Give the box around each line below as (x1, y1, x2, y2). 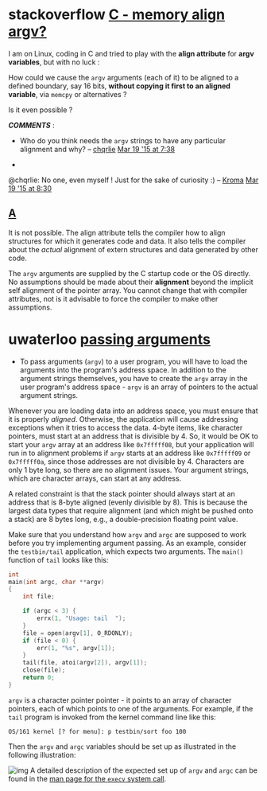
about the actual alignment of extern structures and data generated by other (8, 244, 258, 254)
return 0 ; (22, 674, 56, 682)
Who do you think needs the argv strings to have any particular (19, 135, 226, 145)
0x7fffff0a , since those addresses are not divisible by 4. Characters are (8, 456, 245, 466)
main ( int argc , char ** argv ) (8, 578, 105, 586)
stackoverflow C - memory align (8, 6, 225, 24)
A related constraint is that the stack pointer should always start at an (8, 489, 236, 498)
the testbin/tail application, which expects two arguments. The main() (8, 547, 244, 556)
